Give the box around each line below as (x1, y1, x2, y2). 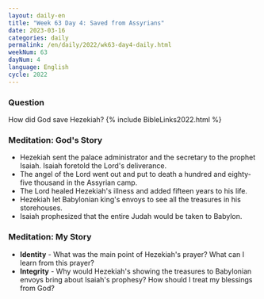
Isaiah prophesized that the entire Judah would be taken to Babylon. (19, 212, 243, 221)
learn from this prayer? (19, 258, 95, 267)
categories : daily (8, 33, 69, 42)
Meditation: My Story (8, 232, 92, 243)
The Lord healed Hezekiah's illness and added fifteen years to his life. (19, 186, 248, 196)
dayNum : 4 (8, 56, 41, 64)
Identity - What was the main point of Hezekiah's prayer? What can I (19, 249, 244, 259)
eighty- (227, 170, 251, 179)
